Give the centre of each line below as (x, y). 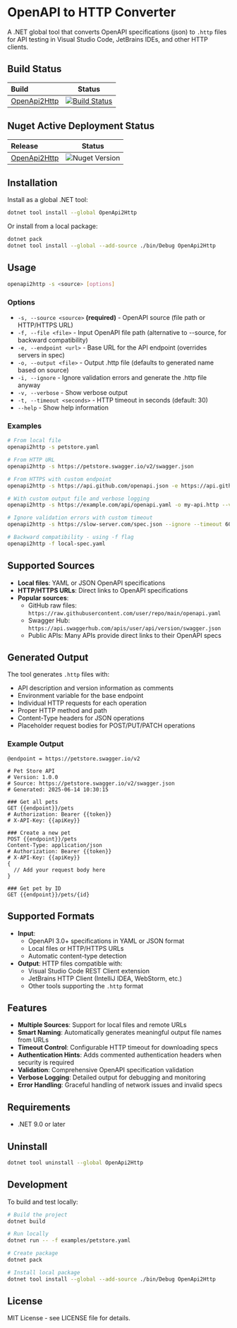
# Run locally (28, 1234)
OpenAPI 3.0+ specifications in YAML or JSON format (106, 941)
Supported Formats (51, 917)
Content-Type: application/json (55, 845)
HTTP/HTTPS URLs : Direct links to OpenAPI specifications (103, 590)
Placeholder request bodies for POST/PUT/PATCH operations (106, 725)
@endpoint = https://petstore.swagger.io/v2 (74, 759)
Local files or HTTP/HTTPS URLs (76, 948)
